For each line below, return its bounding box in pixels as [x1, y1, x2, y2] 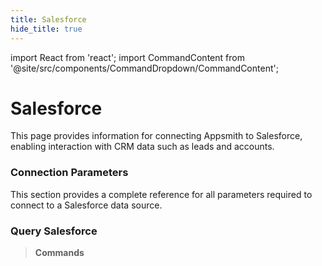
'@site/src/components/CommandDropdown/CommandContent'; [10, 62, 279, 74]
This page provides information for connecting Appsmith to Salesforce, [10, 130, 303, 142]
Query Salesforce [10, 224, 98, 238]
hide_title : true [10, 24, 83, 34]
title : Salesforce [10, 14, 87, 25]
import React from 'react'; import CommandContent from [10, 51, 245, 63]
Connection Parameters [10, 166, 129, 180]
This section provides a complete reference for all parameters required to [10, 188, 313, 200]
